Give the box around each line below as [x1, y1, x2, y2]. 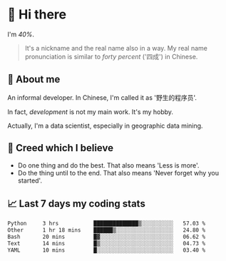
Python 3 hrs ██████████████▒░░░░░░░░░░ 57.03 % [7, 220, 205, 227]
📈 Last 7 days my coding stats [7, 198, 146, 210]
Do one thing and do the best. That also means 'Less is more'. [17, 160, 200, 170]
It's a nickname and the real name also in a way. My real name [24, 43, 208, 52]
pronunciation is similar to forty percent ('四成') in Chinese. [24, 52, 198, 61]
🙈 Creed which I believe [7, 142, 114, 154]
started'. [17, 176, 43, 185]
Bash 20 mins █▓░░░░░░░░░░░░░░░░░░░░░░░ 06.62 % [7, 233, 205, 241]
